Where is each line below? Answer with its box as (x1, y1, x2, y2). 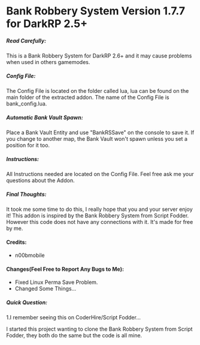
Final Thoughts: (6, 190, 47, 198)
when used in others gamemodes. (6, 59, 90, 66)
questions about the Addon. (6, 177, 75, 184)
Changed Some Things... (14, 285, 77, 292)
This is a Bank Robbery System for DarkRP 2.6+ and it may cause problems (6, 52, 192, 59)
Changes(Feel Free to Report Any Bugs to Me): (6, 265, 125, 273)
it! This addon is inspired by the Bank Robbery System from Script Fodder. (6, 212, 189, 219)
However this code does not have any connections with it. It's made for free (6, 219, 193, 226)
